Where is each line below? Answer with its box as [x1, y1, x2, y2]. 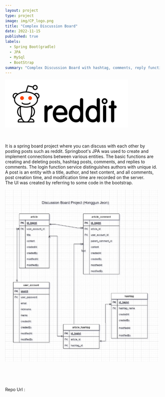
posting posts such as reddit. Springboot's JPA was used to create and [5, 148, 149, 154]
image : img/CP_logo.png [5, 18, 54, 23]
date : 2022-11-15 [5, 29, 41, 34]
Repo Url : [5, 386, 26, 392]
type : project [5, 13, 34, 18]
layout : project [5, 8, 38, 13]
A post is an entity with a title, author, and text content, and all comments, [5, 169, 154, 175]
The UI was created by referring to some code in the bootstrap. [5, 180, 133, 185]
